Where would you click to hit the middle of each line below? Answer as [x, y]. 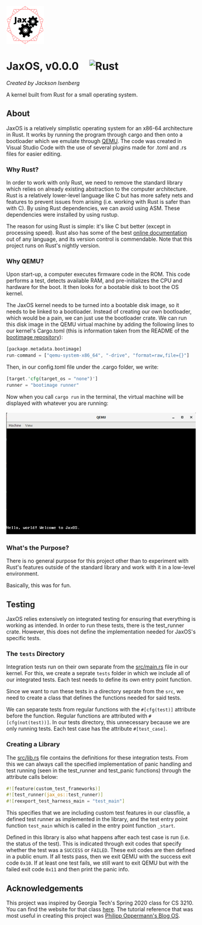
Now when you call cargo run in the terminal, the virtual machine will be [95, 396]
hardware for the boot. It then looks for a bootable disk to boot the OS [93, 287]
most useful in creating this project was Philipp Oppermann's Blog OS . [93, 915]
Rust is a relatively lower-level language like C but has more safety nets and [100, 195]
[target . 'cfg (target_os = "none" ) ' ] [52, 379]
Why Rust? [23, 170]
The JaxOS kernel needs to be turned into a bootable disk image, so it [93, 305]
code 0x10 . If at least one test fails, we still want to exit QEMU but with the [97, 863]
